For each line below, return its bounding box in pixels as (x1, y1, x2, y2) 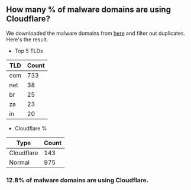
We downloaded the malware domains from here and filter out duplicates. (6, 30, 186, 37)
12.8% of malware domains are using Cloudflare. (6, 176, 149, 184)
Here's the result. (6, 35, 48, 43)
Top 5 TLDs (14, 47, 43, 54)
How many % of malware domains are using (6, 5, 171, 15)
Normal (9, 158, 30, 166)
